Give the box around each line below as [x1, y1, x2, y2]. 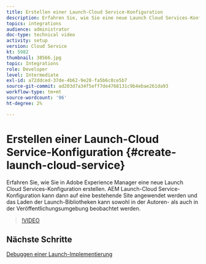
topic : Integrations [6, 60, 59, 66]
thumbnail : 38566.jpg [6, 55, 62, 61]
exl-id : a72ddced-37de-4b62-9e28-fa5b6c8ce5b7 [6, 77, 128, 83]
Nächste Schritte [6, 234, 72, 244]
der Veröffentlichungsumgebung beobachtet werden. [6, 204, 141, 212]
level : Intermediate [6, 72, 59, 78]
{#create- [125, 145, 177, 159]
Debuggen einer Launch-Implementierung [6, 250, 113, 258]
